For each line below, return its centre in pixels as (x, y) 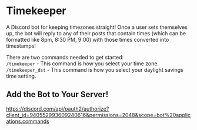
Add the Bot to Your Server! (57, 94)
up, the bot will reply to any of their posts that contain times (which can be (96, 33)
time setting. (21, 76)
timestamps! (21, 46)
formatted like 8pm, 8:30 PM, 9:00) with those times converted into (88, 39)
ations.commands (28, 121)
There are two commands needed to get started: (65, 57)
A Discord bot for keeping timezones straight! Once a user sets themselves (97, 27)
